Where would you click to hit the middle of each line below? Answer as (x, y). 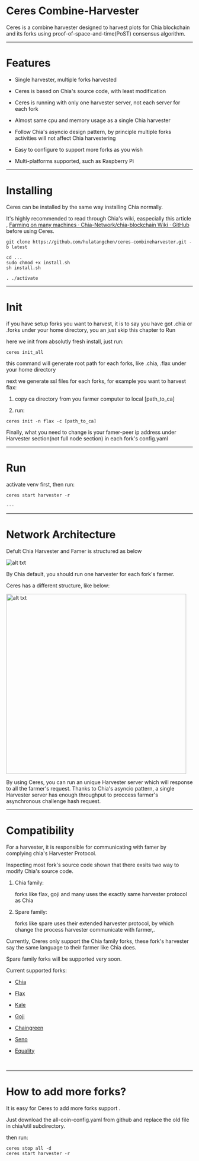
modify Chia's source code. (40, 871)
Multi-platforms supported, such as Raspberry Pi (74, 161)
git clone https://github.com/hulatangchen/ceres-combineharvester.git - (99, 242)
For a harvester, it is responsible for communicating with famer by (86, 847)
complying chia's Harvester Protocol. (51, 853)
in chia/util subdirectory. (36, 1126)
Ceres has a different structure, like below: (58, 586)
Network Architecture (61, 534)
